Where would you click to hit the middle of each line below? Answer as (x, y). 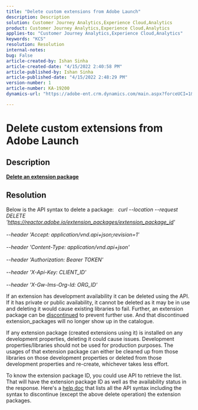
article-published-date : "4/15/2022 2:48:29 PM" (67, 77)
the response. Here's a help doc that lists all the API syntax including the (94, 388)
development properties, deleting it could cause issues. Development (90, 339)
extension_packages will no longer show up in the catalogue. (80, 321)
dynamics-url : (24, 94)
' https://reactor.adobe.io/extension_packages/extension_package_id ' (91, 222)
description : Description (38, 17)
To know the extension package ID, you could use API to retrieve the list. (94, 375)
